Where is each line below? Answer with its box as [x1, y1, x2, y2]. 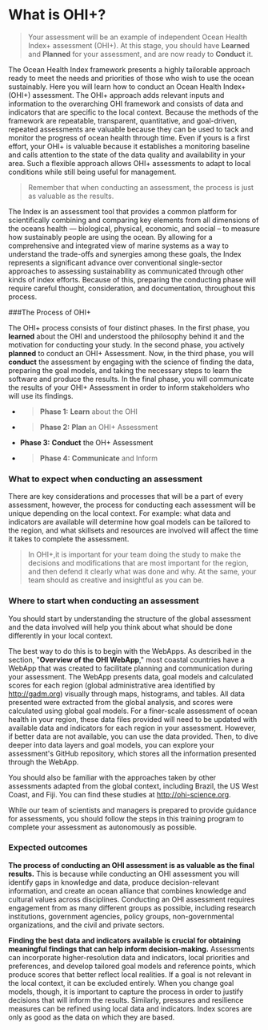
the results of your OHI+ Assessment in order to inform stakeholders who [8, 383, 250, 392]
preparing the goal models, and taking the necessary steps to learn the [8, 365, 242, 375]
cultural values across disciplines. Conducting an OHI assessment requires [8, 894, 255, 904]
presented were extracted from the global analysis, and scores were [8, 697, 234, 707]
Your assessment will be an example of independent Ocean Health [27, 32, 248, 42]
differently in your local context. [8, 631, 114, 640]
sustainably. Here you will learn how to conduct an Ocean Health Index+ [8, 82, 246, 91]
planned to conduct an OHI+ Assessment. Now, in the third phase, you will [8, 348, 254, 358]
